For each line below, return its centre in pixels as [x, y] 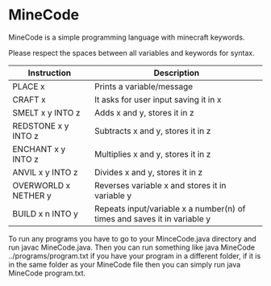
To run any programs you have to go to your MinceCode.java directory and [132, 238]
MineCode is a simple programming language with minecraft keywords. [127, 37]
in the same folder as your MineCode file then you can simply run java [125, 264]
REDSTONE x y [41, 125]
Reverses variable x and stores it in [160, 185]
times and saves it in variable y [152, 218]
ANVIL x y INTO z [45, 172]
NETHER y [32, 196]
